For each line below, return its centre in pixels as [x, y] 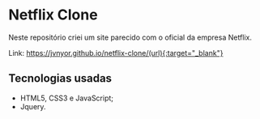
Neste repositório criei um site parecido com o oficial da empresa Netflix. [130, 37]
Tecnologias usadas [60, 79]
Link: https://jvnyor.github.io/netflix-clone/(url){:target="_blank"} [116, 53]
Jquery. [33, 106]
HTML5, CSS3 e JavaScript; [67, 98]
